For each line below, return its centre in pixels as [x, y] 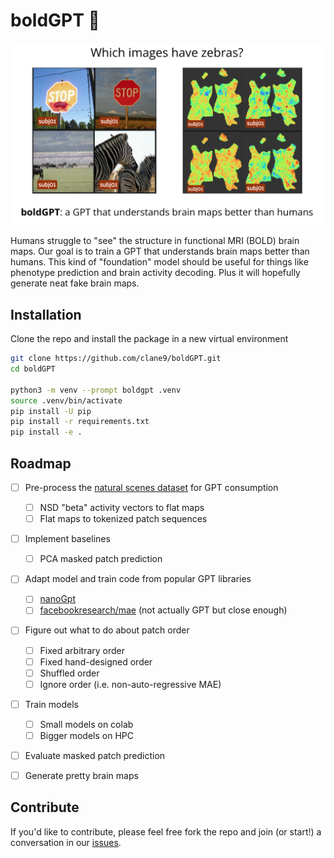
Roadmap [41, 463]
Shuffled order [69, 673]
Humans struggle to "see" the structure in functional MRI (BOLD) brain [155, 241]
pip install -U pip [51, 411]
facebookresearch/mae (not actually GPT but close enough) [163, 610]
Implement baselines [67, 539]
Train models [51, 704]
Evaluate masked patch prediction [95, 755]
